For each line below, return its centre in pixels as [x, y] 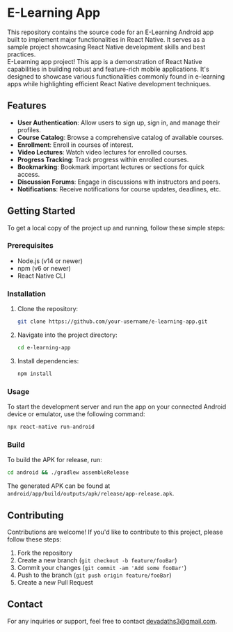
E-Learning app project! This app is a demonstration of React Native [105, 61]
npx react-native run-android [51, 427]
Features [27, 106]
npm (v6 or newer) [44, 268]
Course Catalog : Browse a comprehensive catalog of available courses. [120, 137]
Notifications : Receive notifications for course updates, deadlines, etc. [119, 189]
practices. [22, 54]
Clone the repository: [48, 309]
